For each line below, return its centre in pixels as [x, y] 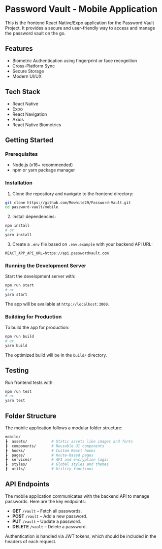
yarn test [15, 401]
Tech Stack [23, 92]
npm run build [20, 337]
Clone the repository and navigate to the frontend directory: [73, 194]
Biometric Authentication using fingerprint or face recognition [75, 61]
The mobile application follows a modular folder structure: [64, 428]
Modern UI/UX [27, 76]
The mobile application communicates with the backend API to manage [77, 496]
